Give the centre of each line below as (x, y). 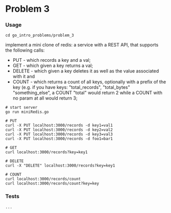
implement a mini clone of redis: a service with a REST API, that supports (82, 45)
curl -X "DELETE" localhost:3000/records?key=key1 (60, 166)
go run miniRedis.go (27, 112)
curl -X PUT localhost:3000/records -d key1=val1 (59, 126)
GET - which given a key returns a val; (53, 66)
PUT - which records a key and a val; (52, 60)
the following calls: (25, 50)
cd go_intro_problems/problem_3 (40, 35)
